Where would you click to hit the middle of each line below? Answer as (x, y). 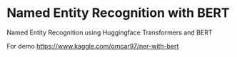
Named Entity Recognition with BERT (118, 13)
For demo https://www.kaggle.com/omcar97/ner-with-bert (93, 46)
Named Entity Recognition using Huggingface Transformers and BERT (110, 32)
